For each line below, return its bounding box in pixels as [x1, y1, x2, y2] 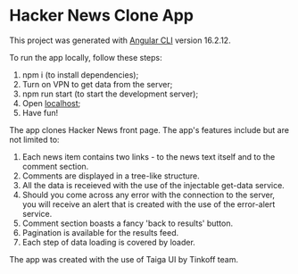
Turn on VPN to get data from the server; [21, 79, 173, 89]
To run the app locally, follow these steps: [9, 52, 162, 62]
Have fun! [21, 107, 59, 118]
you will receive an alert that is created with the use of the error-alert [21, 198, 276, 210]
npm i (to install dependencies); [21, 69, 139, 80]
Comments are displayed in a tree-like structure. [21, 170, 201, 181]
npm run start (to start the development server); [21, 88, 199, 99]
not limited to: [9, 134, 60, 145]
